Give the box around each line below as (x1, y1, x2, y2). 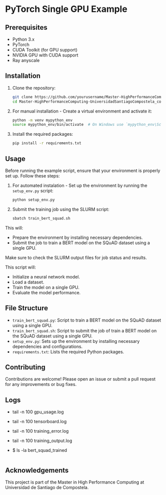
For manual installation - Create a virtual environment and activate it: (12, 108, 152, 114)
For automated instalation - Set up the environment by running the (12, 182, 148, 188)
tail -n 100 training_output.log (12, 438, 73, 444)
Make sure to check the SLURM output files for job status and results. (5, 254, 147, 261)
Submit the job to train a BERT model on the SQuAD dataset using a (12, 239, 150, 246)
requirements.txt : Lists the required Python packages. (12, 348, 124, 355)
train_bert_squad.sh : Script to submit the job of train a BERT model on (12, 328, 157, 333)
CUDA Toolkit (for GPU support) (12, 47, 78, 53)
